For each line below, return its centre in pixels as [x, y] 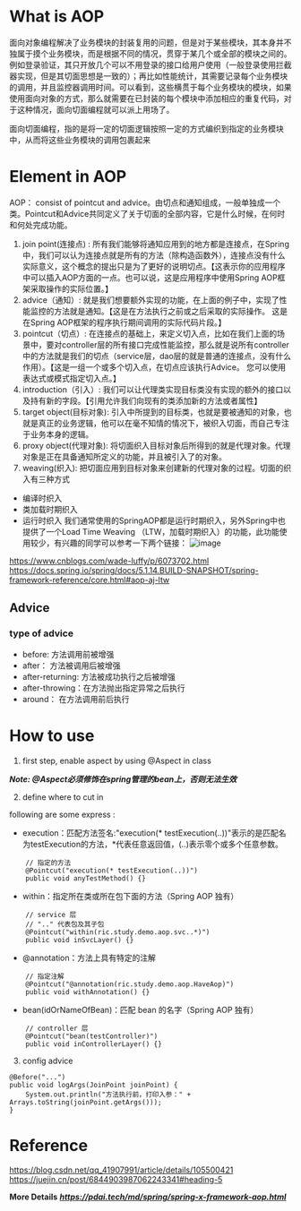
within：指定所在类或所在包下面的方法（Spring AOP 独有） [130, 896]
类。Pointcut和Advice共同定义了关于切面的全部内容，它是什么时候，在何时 [147, 213]
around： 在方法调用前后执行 [76, 699]
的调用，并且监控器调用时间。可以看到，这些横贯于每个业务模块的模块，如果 [150, 87]
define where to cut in [63, 797]
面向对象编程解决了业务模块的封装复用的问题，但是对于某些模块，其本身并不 [150, 42]
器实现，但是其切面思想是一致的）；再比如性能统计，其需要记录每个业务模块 [149, 76]
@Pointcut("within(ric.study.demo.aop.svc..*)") [118, 932]
